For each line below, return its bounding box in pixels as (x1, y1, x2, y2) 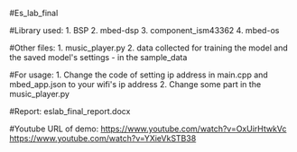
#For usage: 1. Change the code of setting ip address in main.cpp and (9, 69, 268, 80)
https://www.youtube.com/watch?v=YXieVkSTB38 (9, 133, 197, 143)
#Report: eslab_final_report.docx (9, 106, 131, 116)
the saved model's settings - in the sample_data (9, 52, 188, 62)
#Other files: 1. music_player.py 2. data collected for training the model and (9, 42, 289, 53)
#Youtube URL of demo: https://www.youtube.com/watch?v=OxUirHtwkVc (9, 123, 287, 134)
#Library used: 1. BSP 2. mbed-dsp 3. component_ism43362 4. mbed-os (9, 25, 280, 35)
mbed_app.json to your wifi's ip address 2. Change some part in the (9, 79, 262, 89)
